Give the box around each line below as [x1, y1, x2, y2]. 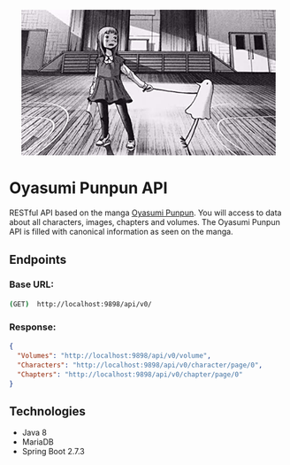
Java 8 [21, 427, 47, 438]
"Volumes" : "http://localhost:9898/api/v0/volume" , [17, 351, 212, 360]
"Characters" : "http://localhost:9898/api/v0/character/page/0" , [17, 360, 263, 369]
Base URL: [9, 278, 55, 291]
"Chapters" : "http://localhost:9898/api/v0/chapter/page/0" [17, 369, 243, 379]
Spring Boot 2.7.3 [21, 446, 86, 457]
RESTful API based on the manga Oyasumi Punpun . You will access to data [9, 207, 282, 218]
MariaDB [21, 437, 55, 447]
